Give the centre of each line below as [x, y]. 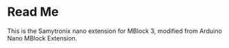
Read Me [33, 12]
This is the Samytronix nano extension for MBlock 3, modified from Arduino [114, 31]
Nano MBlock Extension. [42, 38]
